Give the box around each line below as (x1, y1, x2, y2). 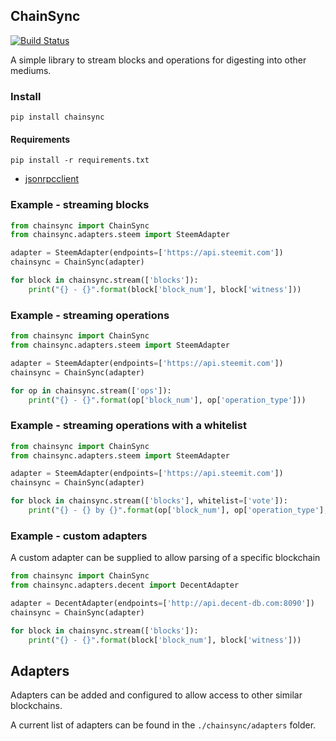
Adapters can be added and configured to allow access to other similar (10, 689, 303, 701)
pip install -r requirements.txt (10, 155, 150, 166)
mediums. (10, 64, 52, 76)
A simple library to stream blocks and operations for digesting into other (10, 54, 307, 66)
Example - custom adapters (10, 529, 148, 543)
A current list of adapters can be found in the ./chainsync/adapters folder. (10, 719, 317, 731)
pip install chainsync (10, 112, 105, 123)
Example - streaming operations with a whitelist (10, 419, 247, 433)
